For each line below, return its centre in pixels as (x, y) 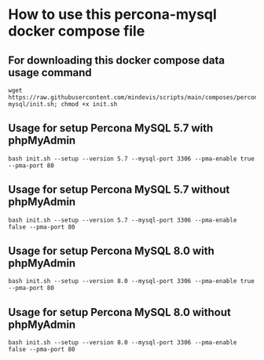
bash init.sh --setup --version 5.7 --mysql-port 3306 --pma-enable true (132, 159)
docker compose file (77, 31)
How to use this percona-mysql (113, 15)
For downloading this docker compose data (117, 60)
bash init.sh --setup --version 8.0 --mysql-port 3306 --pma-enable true (132, 281)
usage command (50, 72)
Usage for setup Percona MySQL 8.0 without (120, 312)
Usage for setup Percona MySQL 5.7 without (119, 190)
